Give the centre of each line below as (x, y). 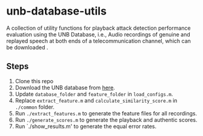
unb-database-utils (57, 11)
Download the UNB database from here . (65, 87)
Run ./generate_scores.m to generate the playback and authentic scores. (106, 120)
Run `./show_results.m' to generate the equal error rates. (85, 126)
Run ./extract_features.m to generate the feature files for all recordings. (106, 113)
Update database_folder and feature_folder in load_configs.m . (94, 94)
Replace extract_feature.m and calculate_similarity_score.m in (96, 100)
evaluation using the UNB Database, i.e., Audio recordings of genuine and (98, 34)
